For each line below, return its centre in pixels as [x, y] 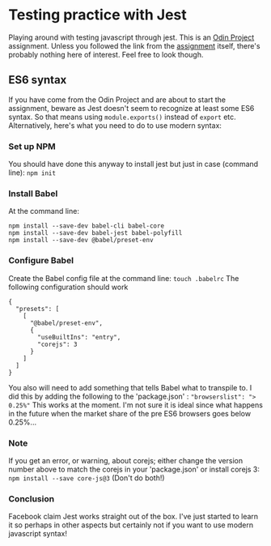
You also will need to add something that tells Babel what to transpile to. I [130, 387]
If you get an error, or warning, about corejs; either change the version [126, 460]
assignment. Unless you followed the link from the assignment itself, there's [134, 45]
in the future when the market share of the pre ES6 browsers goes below [130, 413]
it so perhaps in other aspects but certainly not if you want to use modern [131, 525]
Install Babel [33, 194]
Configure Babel [41, 261]
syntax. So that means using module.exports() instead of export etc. [122, 117]
